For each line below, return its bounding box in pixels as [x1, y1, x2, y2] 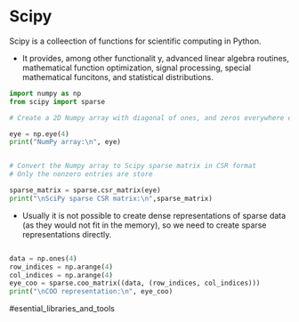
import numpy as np [9, 89, 82, 98]
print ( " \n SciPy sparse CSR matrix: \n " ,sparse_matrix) [9, 194, 214, 203]
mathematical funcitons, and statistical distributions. [21, 71, 214, 82]
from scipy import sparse [9, 97, 105, 106]
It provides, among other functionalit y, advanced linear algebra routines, [21, 52, 289, 63]
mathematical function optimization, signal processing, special [21, 62, 252, 73]
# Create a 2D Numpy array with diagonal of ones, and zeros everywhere [9, 113, 285, 122]
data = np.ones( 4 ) [9, 254, 77, 263]
